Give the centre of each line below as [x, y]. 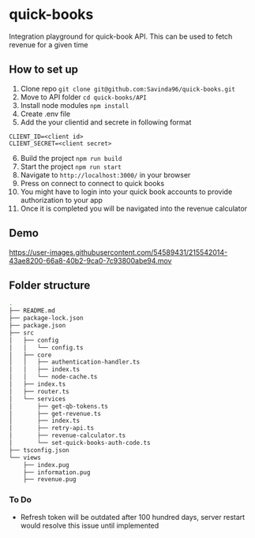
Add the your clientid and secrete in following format [106, 122]
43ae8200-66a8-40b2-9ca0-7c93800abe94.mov [90, 260]
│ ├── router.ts [39, 391]
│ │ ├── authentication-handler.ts [75, 362]
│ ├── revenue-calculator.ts [67, 435]
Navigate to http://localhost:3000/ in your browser [105, 174]
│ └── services [37, 399]
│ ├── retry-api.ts [51, 428]
